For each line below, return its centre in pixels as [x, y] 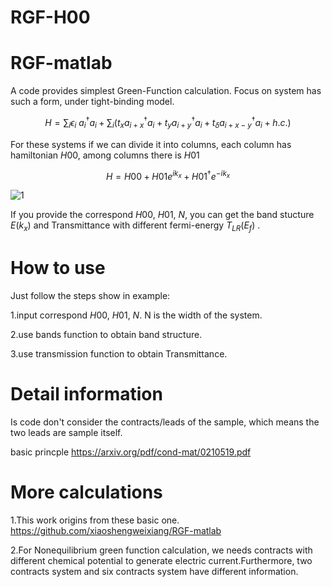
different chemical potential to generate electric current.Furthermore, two [161, 560]
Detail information [86, 394]
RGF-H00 [50, 17]
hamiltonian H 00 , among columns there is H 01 [105, 155]
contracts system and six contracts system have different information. [154, 571]
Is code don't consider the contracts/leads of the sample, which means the [165, 422]
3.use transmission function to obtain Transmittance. [119, 353]
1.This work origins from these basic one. [95, 520]
